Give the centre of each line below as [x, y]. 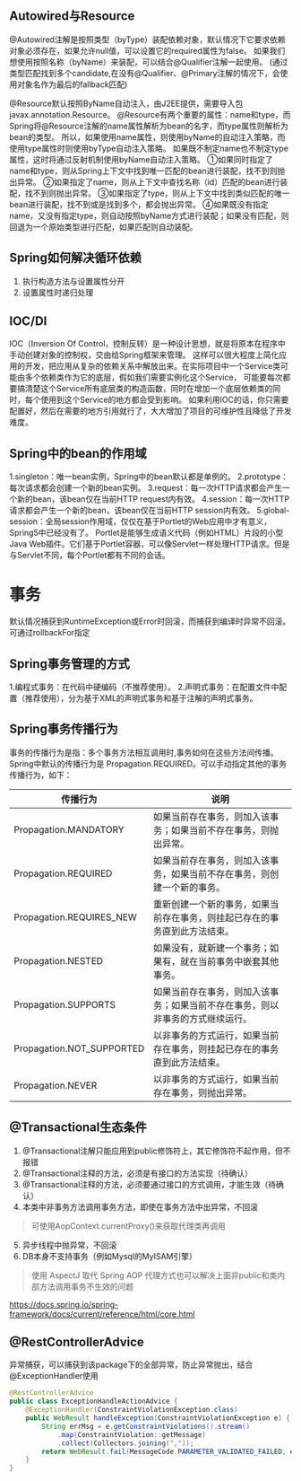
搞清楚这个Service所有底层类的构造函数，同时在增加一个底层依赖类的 [145, 389]
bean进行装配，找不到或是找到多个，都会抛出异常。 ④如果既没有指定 [139, 204]
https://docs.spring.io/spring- [64, 1304]
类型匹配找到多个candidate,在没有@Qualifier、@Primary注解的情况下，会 [145, 73]
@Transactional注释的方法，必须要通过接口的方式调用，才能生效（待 [149, 1184]
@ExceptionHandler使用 [54, 1376]
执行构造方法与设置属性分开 [73, 281]
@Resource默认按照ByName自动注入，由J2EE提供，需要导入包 [126, 103]
